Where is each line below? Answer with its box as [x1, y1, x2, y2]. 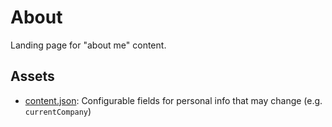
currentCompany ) [24, 105, 92, 117]
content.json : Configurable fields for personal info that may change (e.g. [24, 94, 323, 106]
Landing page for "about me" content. [10, 39, 167, 51]
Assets [10, 68, 55, 85]
